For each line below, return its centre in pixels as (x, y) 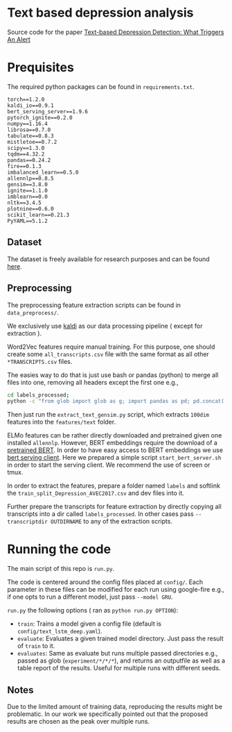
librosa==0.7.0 (29, 130)
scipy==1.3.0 (26, 148)
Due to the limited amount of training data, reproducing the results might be (115, 707)
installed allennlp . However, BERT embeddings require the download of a (113, 443)
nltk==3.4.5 (24, 203)
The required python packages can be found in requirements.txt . (101, 86)
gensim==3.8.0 (28, 184)
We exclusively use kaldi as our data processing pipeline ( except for (105, 326)
